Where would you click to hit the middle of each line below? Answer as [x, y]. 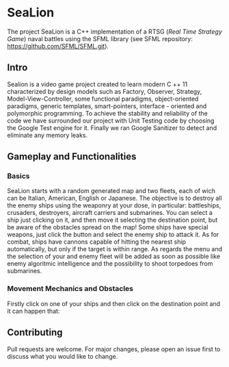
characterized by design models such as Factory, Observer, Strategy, [105, 91]
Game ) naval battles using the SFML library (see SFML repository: [100, 38]
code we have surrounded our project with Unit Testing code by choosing [111, 121]
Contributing [35, 332]
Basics [18, 176]
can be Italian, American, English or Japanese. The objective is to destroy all [114, 198]
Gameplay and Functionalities [72, 156]
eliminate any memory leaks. [48, 135]
